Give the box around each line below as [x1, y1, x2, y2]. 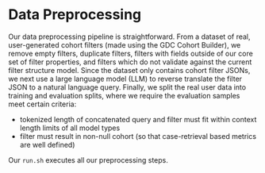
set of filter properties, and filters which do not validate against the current [8, 57, 252, 67]
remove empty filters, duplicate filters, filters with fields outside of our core [8, 48, 254, 58]
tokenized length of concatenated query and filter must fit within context [19, 114, 257, 124]
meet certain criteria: [8, 99, 77, 109]
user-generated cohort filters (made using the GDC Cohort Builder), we [8, 40, 241, 49]
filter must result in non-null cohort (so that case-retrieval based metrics [19, 131, 256, 140]
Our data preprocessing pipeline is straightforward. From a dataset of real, [8, 32, 252, 41]
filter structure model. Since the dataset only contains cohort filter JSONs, [8, 65, 251, 75]
